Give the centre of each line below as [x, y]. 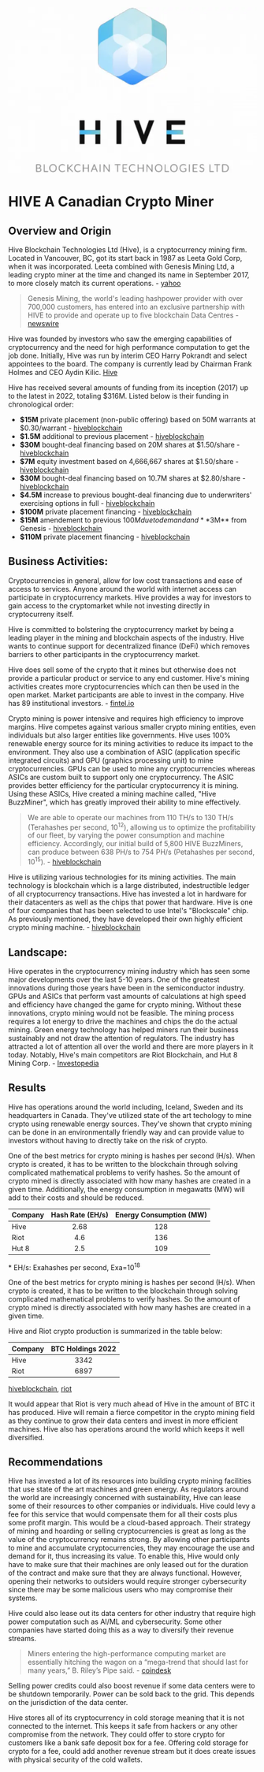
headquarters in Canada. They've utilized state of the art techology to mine [130, 1115]
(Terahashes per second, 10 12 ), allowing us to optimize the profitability [141, 827]
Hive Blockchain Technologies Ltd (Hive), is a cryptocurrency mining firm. [128, 250]
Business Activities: [58, 561]
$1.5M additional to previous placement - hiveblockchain [112, 436]
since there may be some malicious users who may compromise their [121, 1590]
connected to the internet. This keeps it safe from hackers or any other [123, 1726]
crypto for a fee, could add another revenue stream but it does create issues [132, 1752]
